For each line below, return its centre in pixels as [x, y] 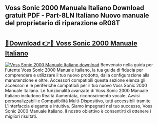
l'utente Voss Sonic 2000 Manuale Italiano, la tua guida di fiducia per [74, 70]
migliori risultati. [21, 116]
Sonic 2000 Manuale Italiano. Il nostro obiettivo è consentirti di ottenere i [78, 111]
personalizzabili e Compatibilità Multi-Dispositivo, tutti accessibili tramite [78, 101]
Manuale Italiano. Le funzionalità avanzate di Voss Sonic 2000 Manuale [77, 91]
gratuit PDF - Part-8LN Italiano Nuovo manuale [77, 16]
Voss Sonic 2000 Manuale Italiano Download [75, 8]
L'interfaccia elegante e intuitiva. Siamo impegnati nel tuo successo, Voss [79, 106]
